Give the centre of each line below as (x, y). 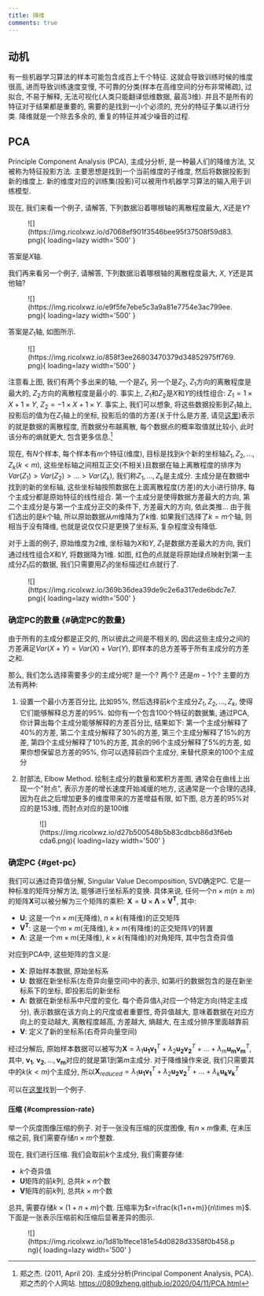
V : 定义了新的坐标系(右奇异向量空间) (78, 1032)
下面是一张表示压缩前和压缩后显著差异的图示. (82, 1217)
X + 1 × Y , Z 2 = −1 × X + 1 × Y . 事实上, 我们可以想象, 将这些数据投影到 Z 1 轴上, (130, 405)
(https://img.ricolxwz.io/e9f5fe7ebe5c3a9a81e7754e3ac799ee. (130, 307)
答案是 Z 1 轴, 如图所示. (42, 333)
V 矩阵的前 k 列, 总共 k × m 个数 (66, 1191)
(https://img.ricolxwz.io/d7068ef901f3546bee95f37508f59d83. (130, 232)
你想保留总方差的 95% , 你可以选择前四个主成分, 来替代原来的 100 (130, 751)
